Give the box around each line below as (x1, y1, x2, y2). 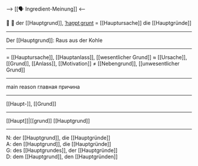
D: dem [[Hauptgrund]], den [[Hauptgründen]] (6, 153, 118, 160)
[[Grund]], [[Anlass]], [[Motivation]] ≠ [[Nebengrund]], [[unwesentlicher (6, 60, 180, 67)
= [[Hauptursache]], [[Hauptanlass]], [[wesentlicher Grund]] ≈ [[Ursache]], (6, 54, 187, 61)
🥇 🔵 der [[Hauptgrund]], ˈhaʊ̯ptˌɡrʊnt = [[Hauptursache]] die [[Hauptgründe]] (6, 19, 192, 26)
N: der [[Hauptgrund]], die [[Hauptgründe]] (6, 134, 111, 141)
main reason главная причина (6, 83, 80, 90)
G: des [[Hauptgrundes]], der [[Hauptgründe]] (6, 147, 118, 154)
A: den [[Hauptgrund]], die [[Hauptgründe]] (6, 141, 111, 147)
